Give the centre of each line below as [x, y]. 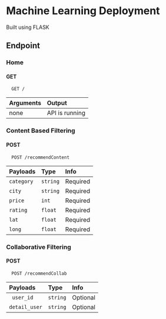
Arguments [25, 103]
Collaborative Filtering [39, 247]
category [21, 181]
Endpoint [23, 46]
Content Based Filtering [41, 131]
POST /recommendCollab [39, 273]
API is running [66, 113]
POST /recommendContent [40, 157]
